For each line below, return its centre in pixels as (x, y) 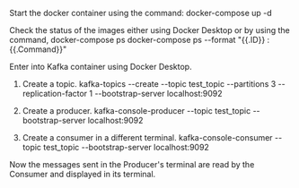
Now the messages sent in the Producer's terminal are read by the (132, 164)
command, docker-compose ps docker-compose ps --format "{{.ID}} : (140, 40)
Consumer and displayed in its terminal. (83, 174)
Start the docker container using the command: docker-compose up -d (141, 13)
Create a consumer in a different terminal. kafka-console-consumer (147, 137)
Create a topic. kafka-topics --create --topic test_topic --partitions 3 (149, 84)
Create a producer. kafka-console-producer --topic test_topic (136, 111)
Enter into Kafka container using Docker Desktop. (101, 67)
